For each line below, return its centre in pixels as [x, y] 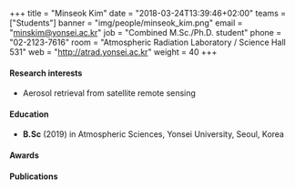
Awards [24, 155]
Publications [34, 176]
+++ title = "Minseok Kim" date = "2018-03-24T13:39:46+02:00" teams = [148, 13]
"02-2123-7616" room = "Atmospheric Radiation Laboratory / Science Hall [148, 42]
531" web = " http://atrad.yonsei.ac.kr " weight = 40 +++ [113, 52]
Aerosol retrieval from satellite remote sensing [109, 93]
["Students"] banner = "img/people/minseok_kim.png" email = [126, 23]
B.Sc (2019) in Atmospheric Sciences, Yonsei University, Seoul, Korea [153, 134]
